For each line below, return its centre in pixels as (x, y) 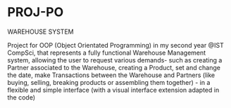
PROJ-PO (36, 12)
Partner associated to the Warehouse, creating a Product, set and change (114, 67)
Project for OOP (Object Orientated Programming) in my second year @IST (115, 45)
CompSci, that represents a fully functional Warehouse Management (107, 53)
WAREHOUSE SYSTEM (40, 32)
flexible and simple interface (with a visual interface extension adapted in (113, 90)
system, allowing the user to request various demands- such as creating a (115, 60)
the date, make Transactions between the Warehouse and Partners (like (111, 75)
